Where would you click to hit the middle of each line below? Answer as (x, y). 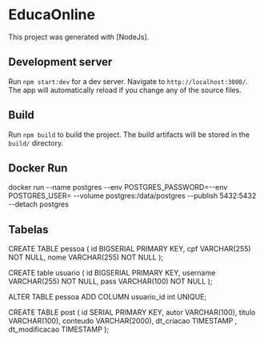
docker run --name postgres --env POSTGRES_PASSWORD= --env (118, 187)
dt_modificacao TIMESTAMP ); (59, 329)
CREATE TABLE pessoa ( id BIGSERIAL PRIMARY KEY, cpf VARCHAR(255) (130, 249)
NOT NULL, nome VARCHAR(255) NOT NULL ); (86, 257)
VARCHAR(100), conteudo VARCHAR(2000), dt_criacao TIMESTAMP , (123, 321)
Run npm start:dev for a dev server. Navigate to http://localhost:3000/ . (128, 81)
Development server (60, 62)
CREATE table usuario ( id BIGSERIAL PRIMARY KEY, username (112, 273)
